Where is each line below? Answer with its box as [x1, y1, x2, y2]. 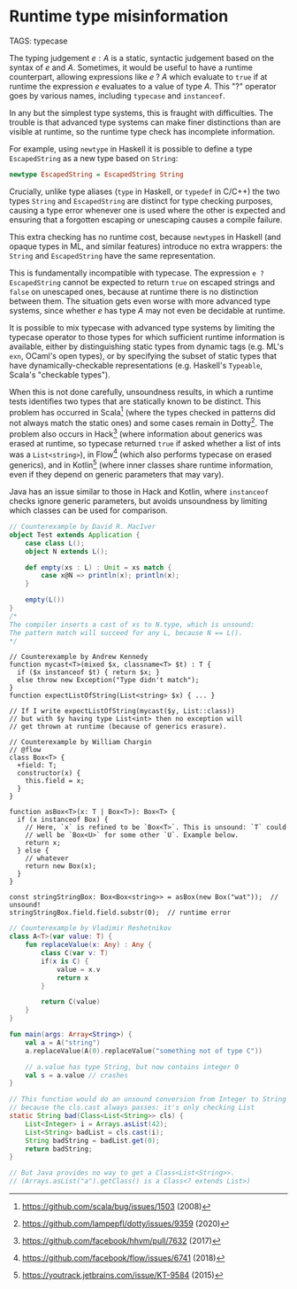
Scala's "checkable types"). [9, 369, 110, 380]
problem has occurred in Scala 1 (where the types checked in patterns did [9, 405, 276, 417]
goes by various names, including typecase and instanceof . [9, 90, 225, 101]
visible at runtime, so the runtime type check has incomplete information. [9, 126, 276, 136]
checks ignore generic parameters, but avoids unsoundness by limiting [9, 496, 268, 507]
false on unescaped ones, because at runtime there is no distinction [9, 286, 259, 297]
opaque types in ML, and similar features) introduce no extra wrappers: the [9, 241, 283, 252]
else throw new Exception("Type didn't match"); [17, 676, 200, 685]
